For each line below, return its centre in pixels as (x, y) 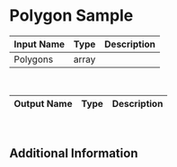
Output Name (43, 103)
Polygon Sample (71, 16)
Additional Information (74, 154)
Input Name (40, 44)
